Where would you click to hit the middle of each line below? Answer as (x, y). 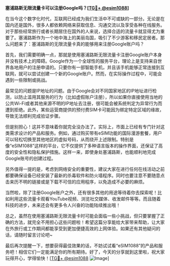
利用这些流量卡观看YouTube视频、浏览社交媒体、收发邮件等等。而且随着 (85, 199)
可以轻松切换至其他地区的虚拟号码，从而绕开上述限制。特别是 (70, 139)
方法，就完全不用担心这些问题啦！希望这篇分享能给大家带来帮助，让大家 (89, 222)
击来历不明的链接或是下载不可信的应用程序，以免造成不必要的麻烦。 (76, 182)
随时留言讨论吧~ (36, 235)
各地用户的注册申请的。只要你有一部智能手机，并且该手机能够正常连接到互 (87, 67)
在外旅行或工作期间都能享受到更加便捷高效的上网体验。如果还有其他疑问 (80, 229)
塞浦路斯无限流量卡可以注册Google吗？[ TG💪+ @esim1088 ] (67, 8)
